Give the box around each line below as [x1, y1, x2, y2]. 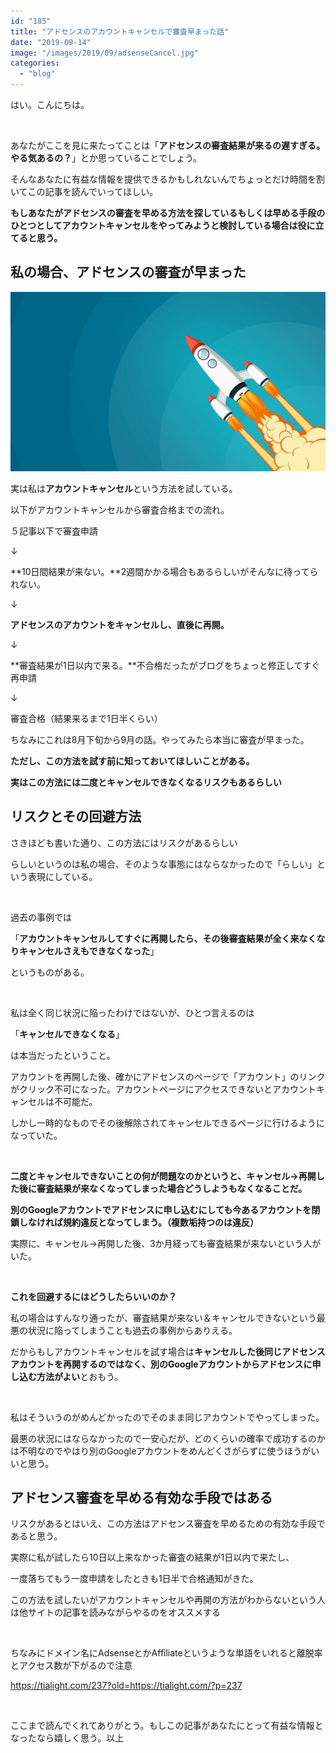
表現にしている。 [27, 870, 98, 882]
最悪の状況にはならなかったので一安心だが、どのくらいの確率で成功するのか [10, 1432, 326, 1444]
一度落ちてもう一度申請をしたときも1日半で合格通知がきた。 [10, 1573, 259, 1585]
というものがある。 [10, 966, 90, 978]
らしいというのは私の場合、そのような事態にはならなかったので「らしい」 [10, 858, 317, 870]
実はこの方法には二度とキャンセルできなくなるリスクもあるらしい [10, 776, 282, 788]
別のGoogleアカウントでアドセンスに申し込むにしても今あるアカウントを [10, 1203, 312, 1215]
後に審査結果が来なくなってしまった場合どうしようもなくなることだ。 [18, 1182, 308, 1194]
